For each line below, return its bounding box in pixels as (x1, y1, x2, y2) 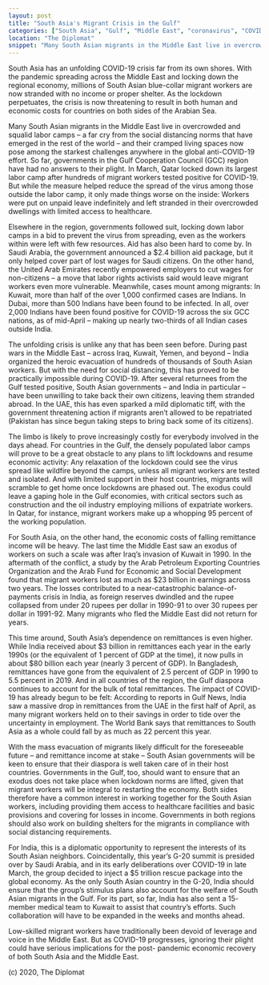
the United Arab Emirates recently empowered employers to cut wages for (8, 265, 254, 275)
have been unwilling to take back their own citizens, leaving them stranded (8, 391, 255, 400)
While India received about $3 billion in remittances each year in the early (8, 641, 251, 651)
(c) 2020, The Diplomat (8, 967, 86, 977)
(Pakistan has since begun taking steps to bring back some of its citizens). (8, 416, 254, 426)
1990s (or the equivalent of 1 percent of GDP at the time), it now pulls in (8, 650, 243, 660)
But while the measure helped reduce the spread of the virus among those (8, 181, 254, 191)
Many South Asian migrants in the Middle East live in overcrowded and (8, 122, 241, 131)
